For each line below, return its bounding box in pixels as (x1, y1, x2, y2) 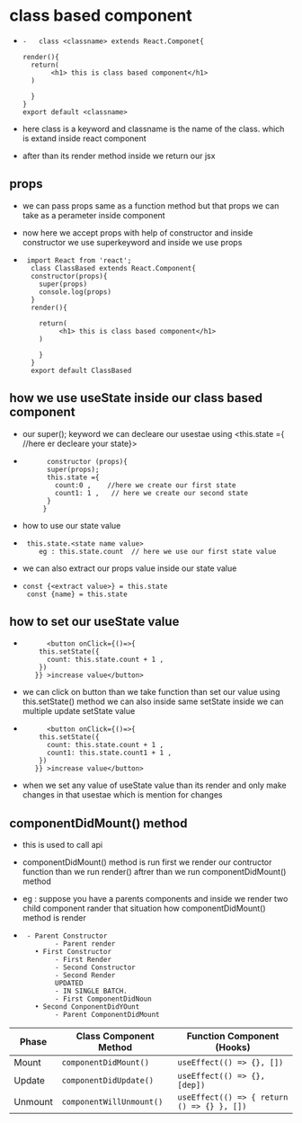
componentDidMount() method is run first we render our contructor (22, 857, 272, 868)
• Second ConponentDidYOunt (34, 1003, 140, 1012)
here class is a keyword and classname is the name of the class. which (22, 123, 285, 134)
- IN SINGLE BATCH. (55, 986, 128, 996)
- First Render (55, 955, 112, 965)
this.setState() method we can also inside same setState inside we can (22, 696, 285, 707)
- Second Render (55, 971, 116, 980)
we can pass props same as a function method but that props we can (22, 200, 280, 211)
